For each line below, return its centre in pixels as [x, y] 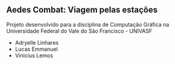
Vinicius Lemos [34, 55]
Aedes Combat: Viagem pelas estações [82, 10]
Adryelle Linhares [37, 42]
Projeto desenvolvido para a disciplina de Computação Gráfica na [88, 24]
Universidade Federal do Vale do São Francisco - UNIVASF [79, 31]
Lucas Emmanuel [37, 49]
